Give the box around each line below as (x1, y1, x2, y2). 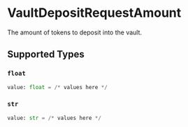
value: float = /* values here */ (7, 83, 108, 91)
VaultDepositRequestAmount (7, 5, 182, 21)
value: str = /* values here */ (7, 114, 101, 121)
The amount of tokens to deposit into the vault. (7, 28, 142, 36)
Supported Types (7, 48, 85, 60)
